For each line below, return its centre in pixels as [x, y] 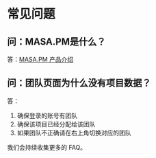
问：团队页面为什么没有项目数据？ [79, 83]
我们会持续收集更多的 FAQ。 [47, 147]
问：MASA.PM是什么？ [56, 42]
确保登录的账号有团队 [47, 115]
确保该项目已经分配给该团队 [56, 124]
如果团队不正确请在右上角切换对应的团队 [74, 133]
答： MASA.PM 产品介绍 [40, 59]
